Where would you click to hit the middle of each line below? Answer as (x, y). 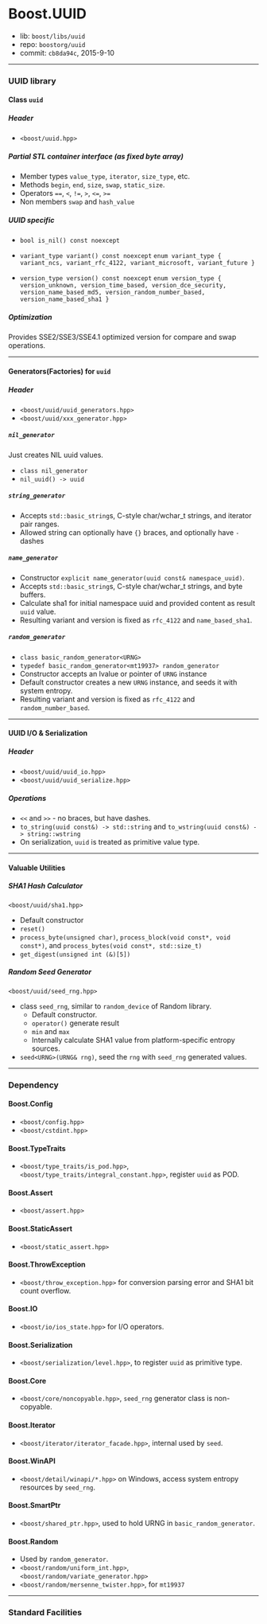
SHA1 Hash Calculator (46, 886)
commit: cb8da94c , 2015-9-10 (67, 53)
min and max (50, 1031)
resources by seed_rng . (58, 1487)
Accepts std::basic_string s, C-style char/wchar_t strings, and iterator (135, 515)
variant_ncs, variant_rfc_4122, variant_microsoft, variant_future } (137, 264)
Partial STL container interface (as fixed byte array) (96, 157)
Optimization (30, 317)
